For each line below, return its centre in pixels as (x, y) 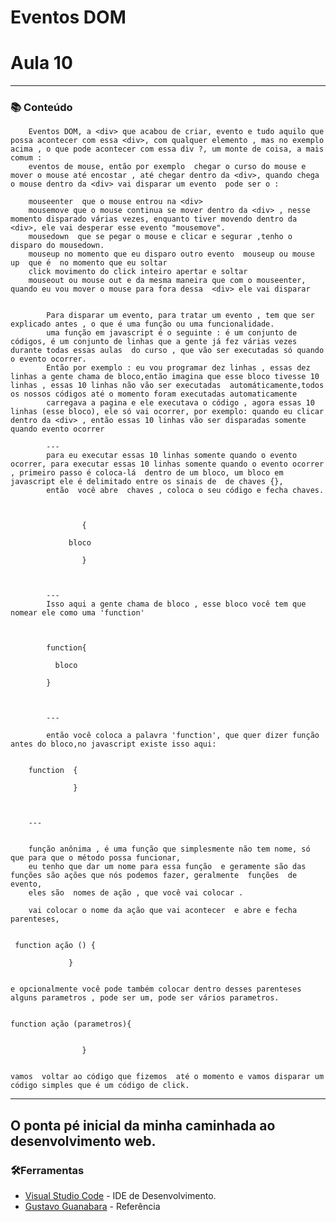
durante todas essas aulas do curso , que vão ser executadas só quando (167, 351)
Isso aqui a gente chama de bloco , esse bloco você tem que (176, 604)
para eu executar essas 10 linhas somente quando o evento (172, 456)
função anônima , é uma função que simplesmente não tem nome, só (169, 849)
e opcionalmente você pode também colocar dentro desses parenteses (156, 989)
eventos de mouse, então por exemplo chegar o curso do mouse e (167, 167)
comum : (26, 158)
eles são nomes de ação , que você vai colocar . (136, 893)
